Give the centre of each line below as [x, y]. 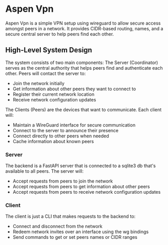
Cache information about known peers [53, 141]
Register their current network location [54, 94]
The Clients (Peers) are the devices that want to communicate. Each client [83, 109]
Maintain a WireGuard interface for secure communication [74, 125]
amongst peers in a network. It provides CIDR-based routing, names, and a [84, 28]
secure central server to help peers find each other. [60, 34]
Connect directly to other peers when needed [61, 136]
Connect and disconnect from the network [58, 227]
